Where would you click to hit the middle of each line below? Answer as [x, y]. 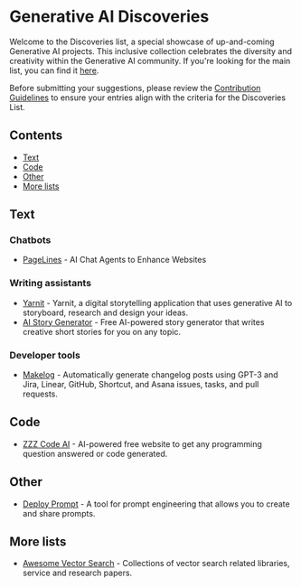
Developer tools [45, 355]
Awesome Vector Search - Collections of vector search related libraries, [156, 564]
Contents [36, 136]
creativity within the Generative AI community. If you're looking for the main [150, 61]
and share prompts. [59, 513]
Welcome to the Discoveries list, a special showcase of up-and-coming [142, 42]
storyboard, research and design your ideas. [105, 312]
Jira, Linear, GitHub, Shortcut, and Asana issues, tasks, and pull [141, 385]
